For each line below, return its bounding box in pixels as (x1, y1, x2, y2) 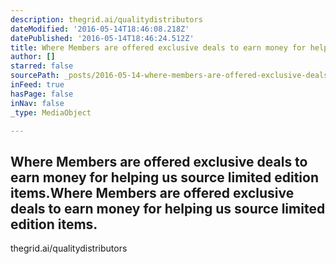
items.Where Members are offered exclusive (10, 184, 295, 201)
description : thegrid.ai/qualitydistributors (10, 14, 203, 25)
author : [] (10, 52, 56, 62)
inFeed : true (10, 80, 65, 90)
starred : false (10, 61, 74, 71)
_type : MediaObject (10, 107, 92, 118)
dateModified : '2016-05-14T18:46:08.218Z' (10, 24, 190, 34)
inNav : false (10, 98, 65, 108)
